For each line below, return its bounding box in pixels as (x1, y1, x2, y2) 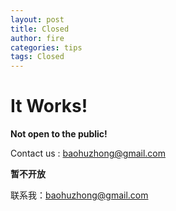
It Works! (10, 95, 88, 118)
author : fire (10, 33, 65, 43)
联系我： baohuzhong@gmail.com (10, 189, 149, 201)
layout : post (10, 14, 65, 25)
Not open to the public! (10, 128, 108, 140)
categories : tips (10, 42, 83, 53)
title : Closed (10, 24, 70, 34)
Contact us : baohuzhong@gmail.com (10, 147, 166, 160)
